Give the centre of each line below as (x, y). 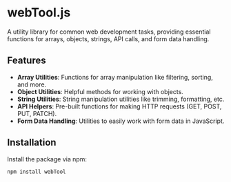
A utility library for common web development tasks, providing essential (109, 32)
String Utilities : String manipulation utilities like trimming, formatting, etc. (121, 99)
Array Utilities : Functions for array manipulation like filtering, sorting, (115, 77)
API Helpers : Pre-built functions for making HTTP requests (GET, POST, (119, 106)
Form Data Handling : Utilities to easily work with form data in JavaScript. (121, 121)
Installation (32, 143)
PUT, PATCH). (37, 113)
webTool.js (39, 13)
